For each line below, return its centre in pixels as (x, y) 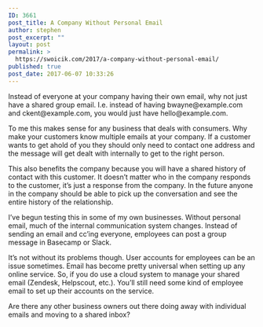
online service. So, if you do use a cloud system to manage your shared (124, 274)
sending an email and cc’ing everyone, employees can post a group (117, 233)
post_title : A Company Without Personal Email (86, 23)
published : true (35, 67)
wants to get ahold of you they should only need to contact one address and (131, 145)
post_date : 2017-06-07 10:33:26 (61, 74)
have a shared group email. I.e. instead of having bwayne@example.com (126, 105)
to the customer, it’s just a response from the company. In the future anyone (131, 185)
